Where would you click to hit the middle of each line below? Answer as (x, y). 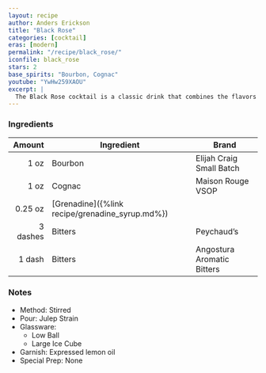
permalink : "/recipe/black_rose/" (65, 52)
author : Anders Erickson (49, 23)
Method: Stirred (45, 310)
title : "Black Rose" (42, 30)
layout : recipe (33, 15)
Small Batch (217, 168)
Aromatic (212, 259)
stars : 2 (23, 67)
